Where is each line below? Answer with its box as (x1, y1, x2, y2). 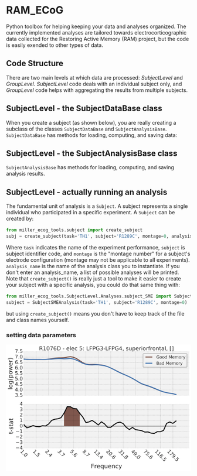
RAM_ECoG (6, 4, 64, 17)
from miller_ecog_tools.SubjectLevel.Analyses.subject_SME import (6, 293, 172, 299)
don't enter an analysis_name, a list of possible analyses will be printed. (6, 269, 179, 276)
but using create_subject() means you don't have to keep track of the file (6, 310, 185, 317)
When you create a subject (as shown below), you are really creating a (6, 119, 176, 126)
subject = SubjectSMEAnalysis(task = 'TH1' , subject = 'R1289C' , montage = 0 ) (6, 299, 188, 305)
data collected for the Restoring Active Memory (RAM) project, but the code (6, 35, 189, 42)
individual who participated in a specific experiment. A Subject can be (6, 209, 175, 216)
